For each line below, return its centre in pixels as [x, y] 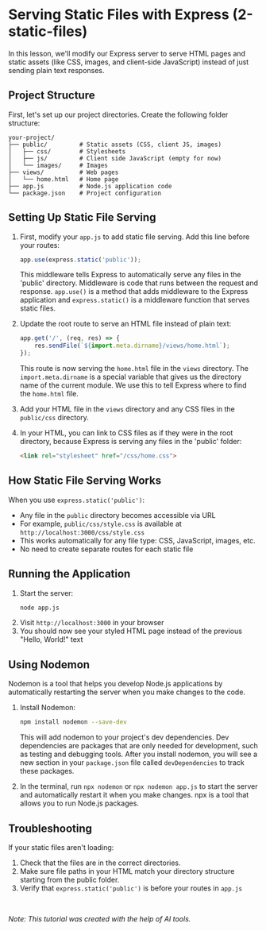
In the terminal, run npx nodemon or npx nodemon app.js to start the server [139, 786]
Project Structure [52, 96]
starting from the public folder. [69, 879]
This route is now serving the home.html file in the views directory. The [134, 369]
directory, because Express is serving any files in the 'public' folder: [131, 442]
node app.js [39, 608]
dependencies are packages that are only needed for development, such [139, 746]
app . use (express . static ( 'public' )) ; [80, 260]
